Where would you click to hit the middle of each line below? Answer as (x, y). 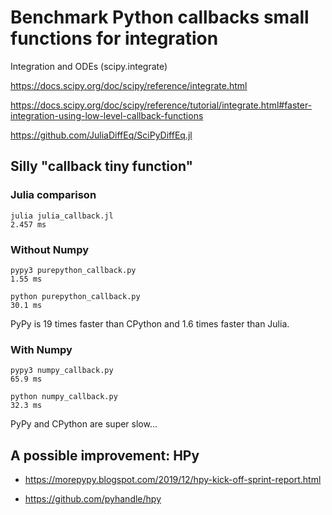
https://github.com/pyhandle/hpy (93, 499)
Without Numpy (50, 249)
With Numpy (41, 349)
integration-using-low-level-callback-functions (107, 115)
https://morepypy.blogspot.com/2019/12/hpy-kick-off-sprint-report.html (173, 480)
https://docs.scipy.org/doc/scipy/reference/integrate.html (129, 85)
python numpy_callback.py (64, 397)
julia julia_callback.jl (62, 216)
